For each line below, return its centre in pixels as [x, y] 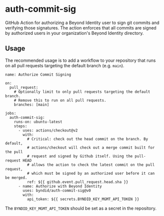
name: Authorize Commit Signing [38, 75]
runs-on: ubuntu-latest [38, 122]
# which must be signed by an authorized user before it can [91, 173]
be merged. [16, 178]
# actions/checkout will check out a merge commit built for [91, 148]
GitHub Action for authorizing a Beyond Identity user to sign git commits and [82, 23]
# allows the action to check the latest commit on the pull [91, 165]
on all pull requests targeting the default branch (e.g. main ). [65, 65]
